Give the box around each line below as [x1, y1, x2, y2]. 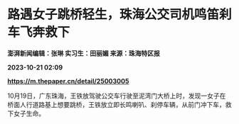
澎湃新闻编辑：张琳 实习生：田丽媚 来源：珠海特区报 [7, 49, 160, 57]
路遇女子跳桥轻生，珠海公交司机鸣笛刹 [7, 6, 233, 23]
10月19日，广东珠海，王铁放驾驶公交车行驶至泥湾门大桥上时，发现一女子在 [7, 91, 226, 100]
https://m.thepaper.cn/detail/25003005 [7, 77, 129, 85]
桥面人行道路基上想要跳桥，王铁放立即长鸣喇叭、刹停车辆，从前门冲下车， [7, 100, 225, 108]
